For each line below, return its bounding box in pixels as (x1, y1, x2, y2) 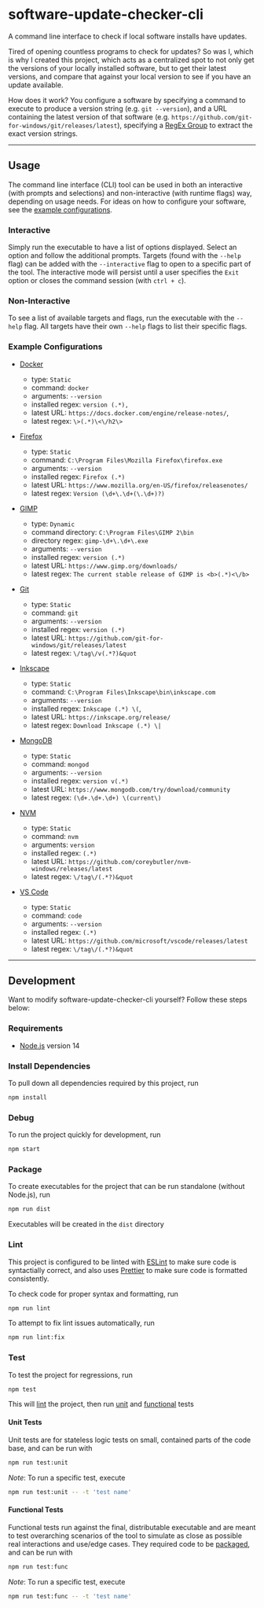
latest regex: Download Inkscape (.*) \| (31, 720, 162, 730)
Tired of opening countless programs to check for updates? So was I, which (8, 46, 254, 56)
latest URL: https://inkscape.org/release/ (31, 712, 171, 721)
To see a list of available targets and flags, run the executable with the (8, 313, 235, 323)
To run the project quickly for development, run (8, 1130, 161, 1139)
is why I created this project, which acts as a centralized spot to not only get (8, 55, 255, 64)
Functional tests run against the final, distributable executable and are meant (8, 1522, 256, 1532)
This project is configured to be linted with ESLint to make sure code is (8, 1257, 237, 1267)
